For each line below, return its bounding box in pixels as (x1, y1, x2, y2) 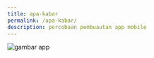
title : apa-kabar (7, 10, 59, 18)
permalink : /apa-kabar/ (7, 17, 78, 24)
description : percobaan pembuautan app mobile (7, 23, 147, 30)
